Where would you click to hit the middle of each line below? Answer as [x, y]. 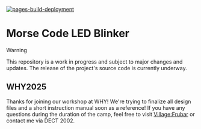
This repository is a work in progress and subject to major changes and [94, 61]
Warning [17, 50]
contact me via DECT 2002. [41, 121]
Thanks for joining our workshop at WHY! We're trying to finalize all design [99, 101]
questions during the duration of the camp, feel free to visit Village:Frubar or [101, 114]
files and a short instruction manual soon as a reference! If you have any [96, 107]
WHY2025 [26, 87]
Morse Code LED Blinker [68, 34]
